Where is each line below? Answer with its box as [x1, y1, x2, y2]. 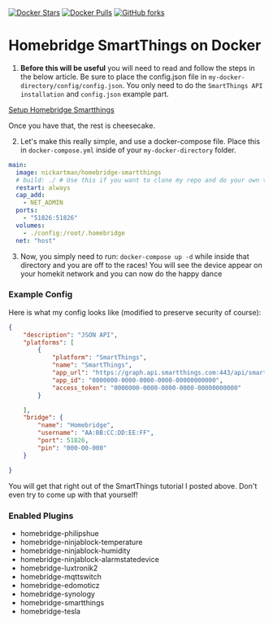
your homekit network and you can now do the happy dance [19, 269, 223, 279]
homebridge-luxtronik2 [19, 563, 98, 573]
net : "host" [15, 236, 57, 244]
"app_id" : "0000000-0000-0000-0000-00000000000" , [51, 376, 223, 385]
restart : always [15, 183, 71, 191]
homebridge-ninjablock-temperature [19, 537, 143, 547]
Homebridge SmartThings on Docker [8, 37, 262, 55]
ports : [15, 206, 38, 215]
